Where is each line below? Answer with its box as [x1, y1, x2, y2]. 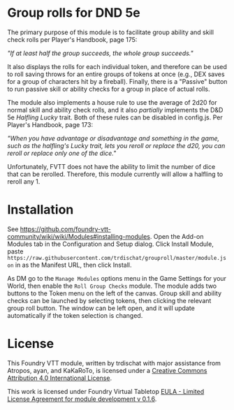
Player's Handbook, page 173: [7, 120, 93, 129]
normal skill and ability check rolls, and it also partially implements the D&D [7, 105, 224, 114]
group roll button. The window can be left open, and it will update [7, 304, 196, 312]
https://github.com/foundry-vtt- [20, 225, 112, 233]
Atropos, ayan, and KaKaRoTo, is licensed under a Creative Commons [7, 366, 207, 374]
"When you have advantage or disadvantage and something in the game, [7, 134, 220, 142]
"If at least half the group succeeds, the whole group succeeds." [7, 49, 193, 57]
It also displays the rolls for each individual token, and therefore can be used [7, 62, 227, 71]
